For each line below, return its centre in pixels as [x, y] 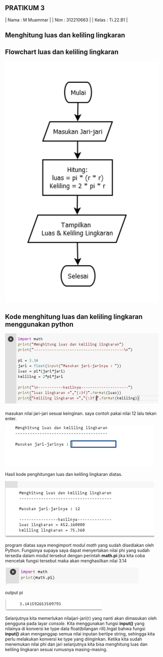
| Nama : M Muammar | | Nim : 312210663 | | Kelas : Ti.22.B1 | [66, 20]
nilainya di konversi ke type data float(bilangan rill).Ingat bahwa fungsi [75, 629]
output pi [14, 593]
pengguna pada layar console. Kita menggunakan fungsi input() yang [75, 624]
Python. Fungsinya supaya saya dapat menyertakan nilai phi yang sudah [77, 550]
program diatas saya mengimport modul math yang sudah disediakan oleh [80, 545]
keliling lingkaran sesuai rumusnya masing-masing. [56, 650]
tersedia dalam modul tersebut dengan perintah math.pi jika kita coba [75, 556]
